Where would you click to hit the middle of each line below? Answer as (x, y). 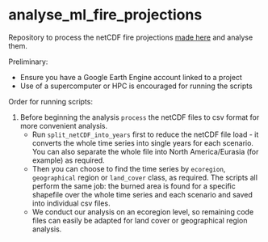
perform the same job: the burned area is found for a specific (134, 186)
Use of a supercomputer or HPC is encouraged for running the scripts (136, 86)
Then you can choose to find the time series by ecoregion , (129, 168)
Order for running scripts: (50, 101)
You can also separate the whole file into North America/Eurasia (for (145, 151)
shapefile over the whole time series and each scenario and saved (142, 194)
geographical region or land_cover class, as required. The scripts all (145, 177)
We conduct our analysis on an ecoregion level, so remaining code (143, 211)
